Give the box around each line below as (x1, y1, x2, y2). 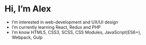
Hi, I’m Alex (4, 3, 52, 14)
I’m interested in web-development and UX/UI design (11, 19, 118, 25)
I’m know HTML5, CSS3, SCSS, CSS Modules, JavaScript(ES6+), (11, 29, 142, 35)
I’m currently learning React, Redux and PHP (11, 24, 101, 30)
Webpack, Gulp (11, 34, 43, 40)
